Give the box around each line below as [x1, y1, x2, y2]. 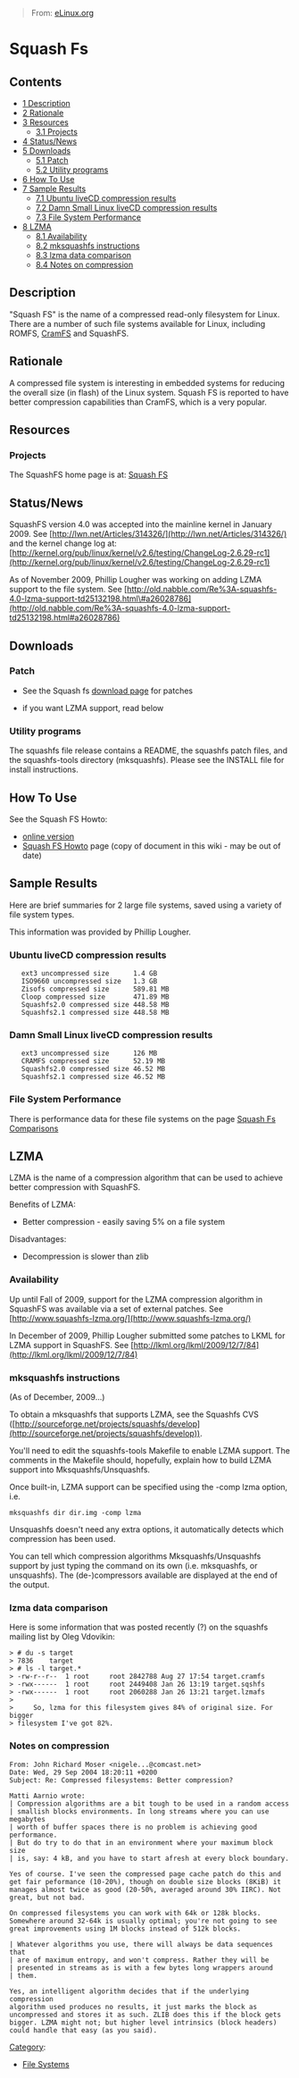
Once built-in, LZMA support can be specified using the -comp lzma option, [9, 1482, 288, 1493]
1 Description [21, 98, 71, 108]
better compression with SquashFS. [9, 1182, 141, 1193]
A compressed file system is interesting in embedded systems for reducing [9, 377, 286, 388]
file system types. [9, 909, 75, 919]
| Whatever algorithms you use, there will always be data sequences [9, 1940, 274, 1948]
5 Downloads [21, 146, 71, 155]
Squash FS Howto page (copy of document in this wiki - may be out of [21, 840, 281, 851]
